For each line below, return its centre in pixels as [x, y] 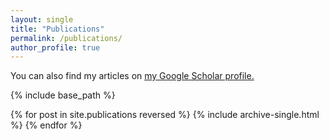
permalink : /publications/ [66, 38]
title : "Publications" [57, 29]
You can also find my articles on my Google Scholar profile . [132, 76]
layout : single [42, 19]
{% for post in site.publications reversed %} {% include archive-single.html [165, 115]
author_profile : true [55, 47]
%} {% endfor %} [46, 125]
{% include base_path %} [63, 95]
